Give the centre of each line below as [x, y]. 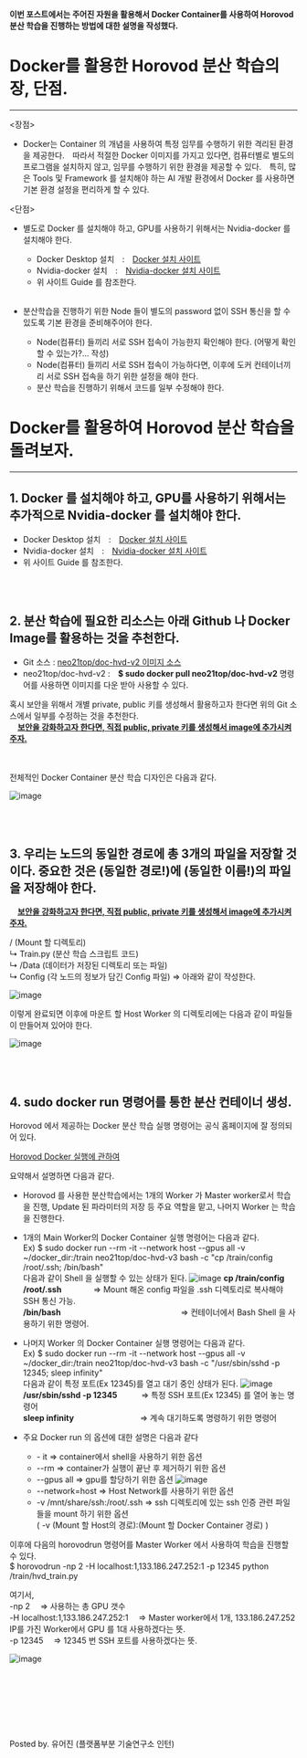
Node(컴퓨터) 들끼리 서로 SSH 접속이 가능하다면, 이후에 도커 [144, 364]
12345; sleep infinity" [63, 1373]
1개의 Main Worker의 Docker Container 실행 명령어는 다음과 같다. [141, 1237]
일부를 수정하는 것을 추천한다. [86, 715]
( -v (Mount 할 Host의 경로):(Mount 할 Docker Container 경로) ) [153, 1525]
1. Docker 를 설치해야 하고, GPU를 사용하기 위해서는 [148, 498]
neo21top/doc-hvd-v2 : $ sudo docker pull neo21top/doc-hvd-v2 [150, 673]
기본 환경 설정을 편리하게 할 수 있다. [86, 189]
